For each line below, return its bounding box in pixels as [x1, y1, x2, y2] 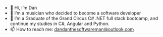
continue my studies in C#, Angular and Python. [10, 20, 110, 26]
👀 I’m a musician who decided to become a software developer [10, 10, 141, 16]
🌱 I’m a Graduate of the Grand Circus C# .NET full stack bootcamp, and [10, 15, 158, 21]
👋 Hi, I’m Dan [10, 5, 37, 10]
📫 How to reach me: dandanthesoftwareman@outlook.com [10, 26, 134, 32]
